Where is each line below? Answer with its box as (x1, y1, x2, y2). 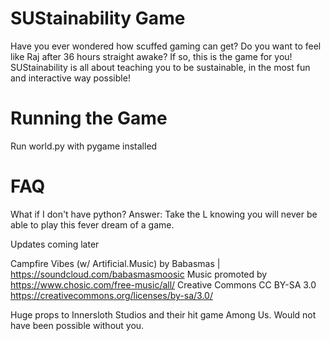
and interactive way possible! (10, 72, 131, 84)
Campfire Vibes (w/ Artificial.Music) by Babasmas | (10, 257, 221, 269)
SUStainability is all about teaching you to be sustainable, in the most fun (10, 61, 311, 73)
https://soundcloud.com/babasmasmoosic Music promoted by (10, 268, 268, 280)
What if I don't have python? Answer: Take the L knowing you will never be (10, 208, 318, 220)
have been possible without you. (10, 319, 145, 331)
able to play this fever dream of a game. (10, 218, 175, 231)
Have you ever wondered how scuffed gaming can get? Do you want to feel (10, 40, 322, 52)
